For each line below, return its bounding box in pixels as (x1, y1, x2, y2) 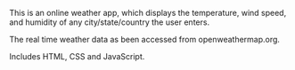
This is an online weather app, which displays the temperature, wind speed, (9, 8, 287, 18)
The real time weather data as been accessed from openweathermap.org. (9, 35, 281, 44)
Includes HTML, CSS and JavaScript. (9, 51, 145, 61)
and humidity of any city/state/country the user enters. (9, 17, 210, 27)
